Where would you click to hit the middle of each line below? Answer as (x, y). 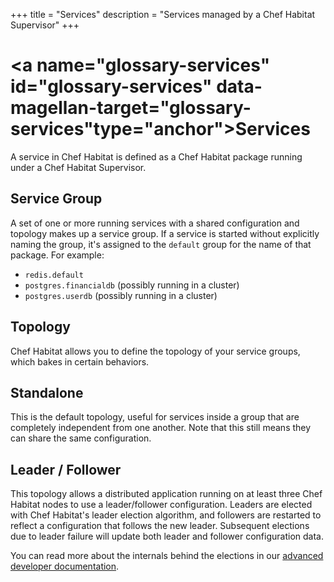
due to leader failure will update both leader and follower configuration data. (167, 536)
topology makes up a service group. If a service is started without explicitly (165, 233)
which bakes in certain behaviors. (80, 361)
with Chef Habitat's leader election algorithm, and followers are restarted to (166, 515)
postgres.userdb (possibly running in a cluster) (121, 295)
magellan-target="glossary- (131, 108)
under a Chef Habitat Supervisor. (78, 167)
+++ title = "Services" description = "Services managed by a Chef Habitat (163, 14)
